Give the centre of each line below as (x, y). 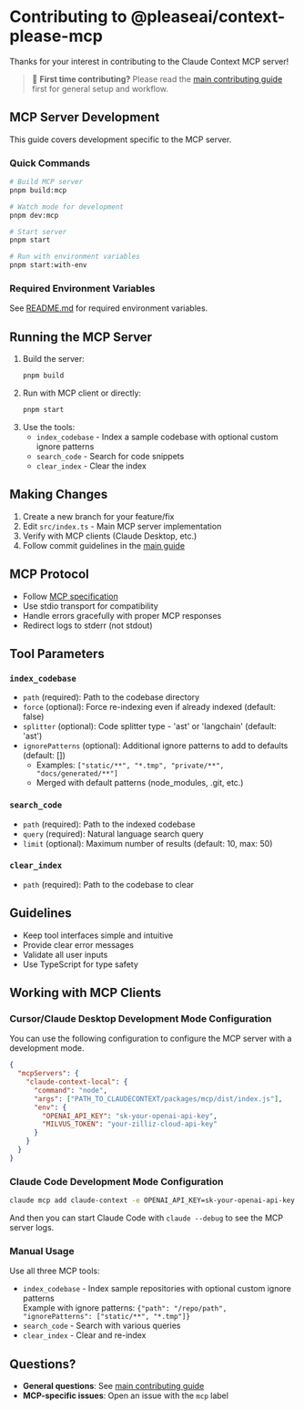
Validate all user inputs (65, 954)
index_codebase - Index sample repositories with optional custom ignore (157, 1289)
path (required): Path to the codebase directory (111, 697)
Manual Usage (42, 1250)
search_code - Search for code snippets (110, 456)
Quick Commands (50, 163)
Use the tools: (49, 427)
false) (33, 716)
